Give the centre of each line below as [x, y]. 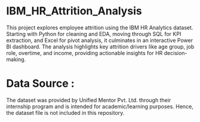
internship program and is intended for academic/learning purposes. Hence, [100, 106]
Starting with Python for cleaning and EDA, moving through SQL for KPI [94, 33]
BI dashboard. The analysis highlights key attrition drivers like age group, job [100, 47]
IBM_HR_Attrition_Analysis [74, 11]
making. [16, 59]
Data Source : [40, 83]
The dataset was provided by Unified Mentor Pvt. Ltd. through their [89, 100]
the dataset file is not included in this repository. [65, 112]
